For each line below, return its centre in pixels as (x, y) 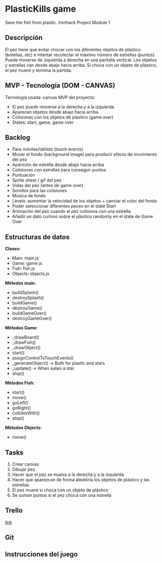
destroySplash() (28, 298)
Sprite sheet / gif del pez (37, 180)
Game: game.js (27, 263)
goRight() (21, 408)
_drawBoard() (26, 338)
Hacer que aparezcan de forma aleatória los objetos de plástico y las (81, 480)
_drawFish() (24, 342)
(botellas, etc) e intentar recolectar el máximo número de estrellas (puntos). (81, 55)
